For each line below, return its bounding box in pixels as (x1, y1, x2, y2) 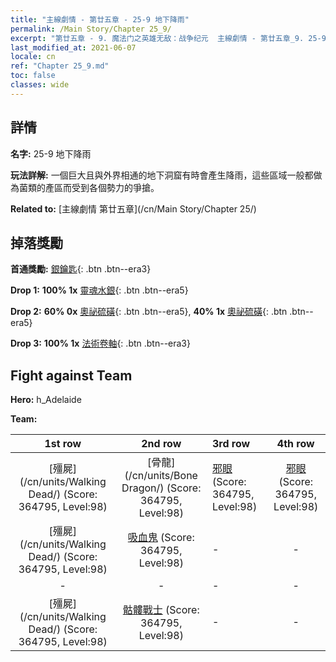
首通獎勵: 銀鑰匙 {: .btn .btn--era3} (10, 263, 152, 275)
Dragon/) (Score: (121, 481, 202, 495)
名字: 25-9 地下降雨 (10, 147, 92, 160)
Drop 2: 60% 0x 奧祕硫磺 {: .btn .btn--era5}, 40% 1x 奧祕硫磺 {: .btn (10, 306, 288, 318)
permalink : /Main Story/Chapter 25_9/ (10, 24, 172, 34)
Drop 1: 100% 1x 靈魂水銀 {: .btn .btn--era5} (10, 284, 189, 296)
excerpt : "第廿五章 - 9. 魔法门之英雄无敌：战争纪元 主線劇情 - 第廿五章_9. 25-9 (10, 33, 327, 43)
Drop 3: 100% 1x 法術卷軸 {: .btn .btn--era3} (10, 337, 191, 350)
